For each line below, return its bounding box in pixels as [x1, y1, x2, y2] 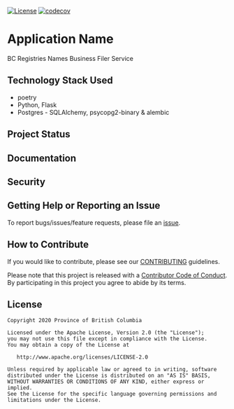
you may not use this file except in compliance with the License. [7, 335, 208, 342]
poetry [17, 93, 37, 102]
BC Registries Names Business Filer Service [7, 54, 134, 62]
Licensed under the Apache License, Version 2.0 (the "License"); [7, 329, 205, 336]
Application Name [7, 32, 114, 47]
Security [7, 176, 45, 188]
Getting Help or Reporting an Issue [7, 200, 161, 212]
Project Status [7, 128, 71, 140]
